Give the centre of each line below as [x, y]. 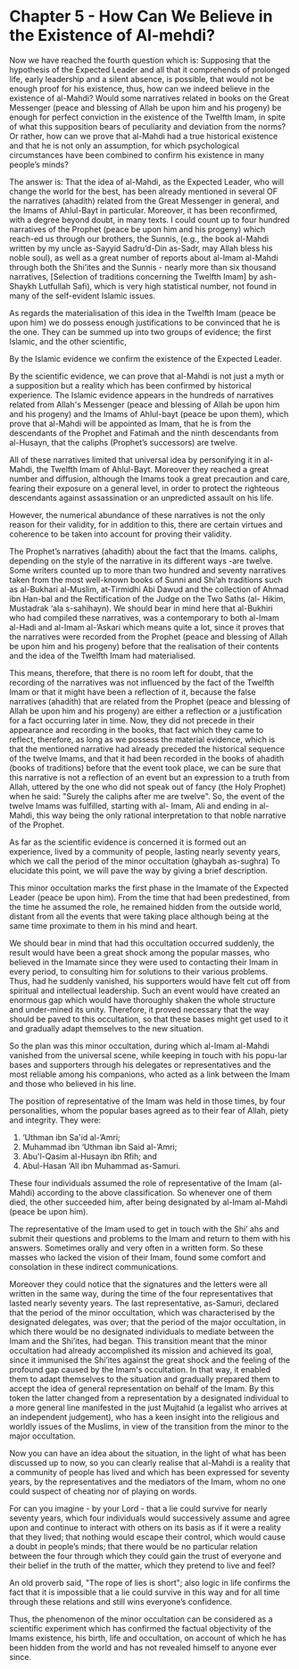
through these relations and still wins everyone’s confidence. [121, 1601]
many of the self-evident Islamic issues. [83, 296]
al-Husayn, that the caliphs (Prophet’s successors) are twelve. [124, 442]
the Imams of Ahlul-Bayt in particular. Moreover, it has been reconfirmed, [144, 210]
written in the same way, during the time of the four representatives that [141, 1293]
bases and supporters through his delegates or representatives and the [140, 1064]
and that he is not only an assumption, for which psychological [124, 146]
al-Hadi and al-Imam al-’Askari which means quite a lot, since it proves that [147, 627]
